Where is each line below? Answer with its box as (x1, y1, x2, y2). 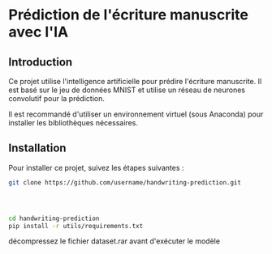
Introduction (8, 55, 73, 69)
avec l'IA (8, 23, 69, 41)
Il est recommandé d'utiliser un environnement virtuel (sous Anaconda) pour (8, 109, 264, 119)
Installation (8, 142, 67, 155)
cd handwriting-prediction (8, 214, 100, 222)
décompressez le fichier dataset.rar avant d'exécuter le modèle (8, 236, 221, 246)
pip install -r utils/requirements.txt (8, 222, 144, 230)
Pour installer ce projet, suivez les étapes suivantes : (8, 163, 184, 172)
